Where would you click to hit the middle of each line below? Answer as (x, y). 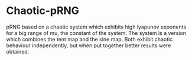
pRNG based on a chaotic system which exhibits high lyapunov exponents (96, 27)
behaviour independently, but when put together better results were (89, 45)
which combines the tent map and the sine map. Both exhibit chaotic (90, 39)
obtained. (18, 51)
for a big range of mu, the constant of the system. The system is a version (96, 33)
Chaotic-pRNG (43, 11)
